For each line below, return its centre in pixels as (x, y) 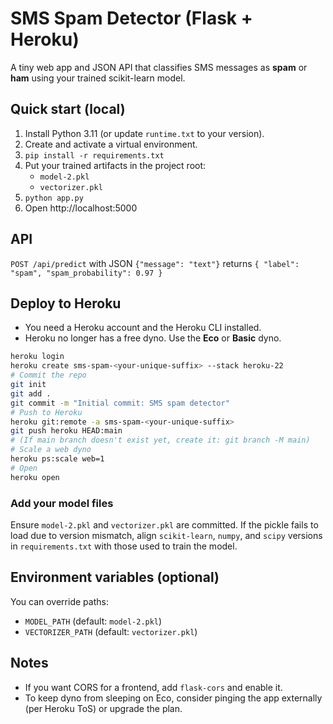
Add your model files (62, 503)
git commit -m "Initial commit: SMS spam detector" (120, 403)
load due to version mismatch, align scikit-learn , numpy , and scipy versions (166, 535)
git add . (31, 393)
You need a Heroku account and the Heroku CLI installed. (143, 328)
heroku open (35, 477)
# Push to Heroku (46, 412)
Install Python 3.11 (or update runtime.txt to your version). (144, 133)
